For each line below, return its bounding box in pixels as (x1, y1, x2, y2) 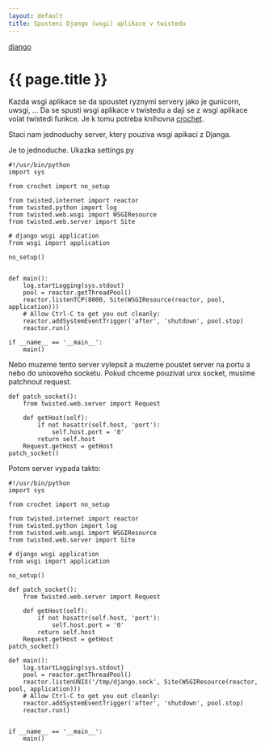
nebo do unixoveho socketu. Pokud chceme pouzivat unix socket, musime (8, 368, 256, 378)
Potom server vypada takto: (8, 464, 101, 474)
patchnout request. (8, 377, 72, 387)
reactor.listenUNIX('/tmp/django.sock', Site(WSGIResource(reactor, (23, 678, 259, 686)
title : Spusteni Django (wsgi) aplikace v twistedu (8, 19, 186, 28)
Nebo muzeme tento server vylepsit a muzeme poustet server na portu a (8, 360, 250, 370)
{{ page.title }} (8, 70, 108, 88)
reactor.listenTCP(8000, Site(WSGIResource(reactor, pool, (23, 296, 226, 304)
